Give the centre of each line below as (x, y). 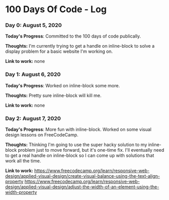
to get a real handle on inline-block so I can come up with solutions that (80, 155)
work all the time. (23, 161)
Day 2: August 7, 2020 (33, 118)
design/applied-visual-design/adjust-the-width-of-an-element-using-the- (82, 187)
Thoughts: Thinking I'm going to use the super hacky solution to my (76, 145)
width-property (21, 192)
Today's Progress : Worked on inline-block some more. (62, 85)
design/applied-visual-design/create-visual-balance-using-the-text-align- (83, 176)
